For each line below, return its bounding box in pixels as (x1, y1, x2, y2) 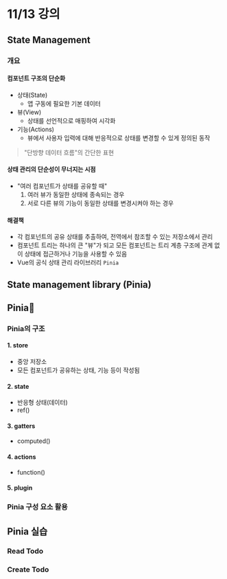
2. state (7, 382, 29, 390)
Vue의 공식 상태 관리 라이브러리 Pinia (16, 258, 119, 266)
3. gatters (7, 422, 36, 430)
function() (16, 468, 46, 476)
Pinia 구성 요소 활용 (7, 502, 69, 512)
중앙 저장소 (16, 358, 47, 366)
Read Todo (7, 547, 44, 556)
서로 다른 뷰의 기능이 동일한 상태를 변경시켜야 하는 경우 (27, 198, 174, 207)
